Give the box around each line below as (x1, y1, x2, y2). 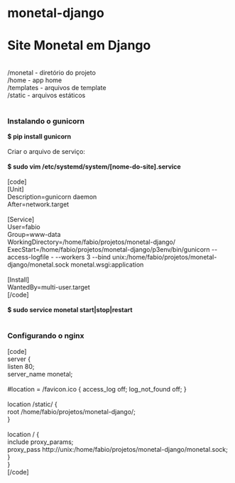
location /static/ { (7, 399, 58, 409)
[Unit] (7, 185, 24, 194)
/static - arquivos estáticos (7, 91, 86, 100)
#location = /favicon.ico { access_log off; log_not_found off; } (7, 384, 187, 393)
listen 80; (7, 362, 35, 370)
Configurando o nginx (7, 331, 84, 341)
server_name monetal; (7, 370, 73, 378)
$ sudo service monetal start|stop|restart (7, 306, 133, 314)
